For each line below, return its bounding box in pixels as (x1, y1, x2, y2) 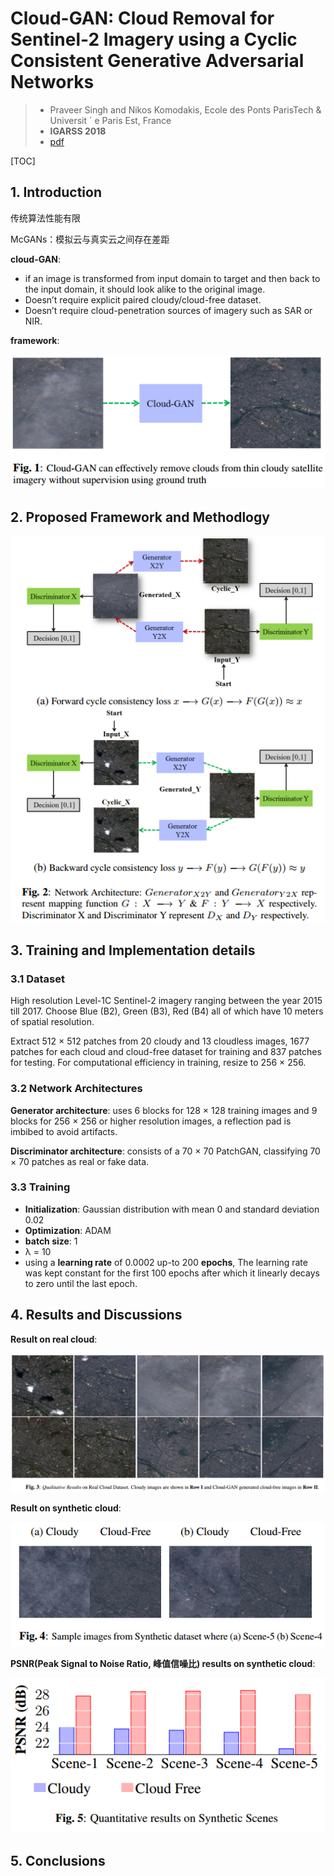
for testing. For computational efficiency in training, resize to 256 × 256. (10, 1057, 307, 1069)
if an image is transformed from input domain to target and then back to (24, 272, 321, 284)
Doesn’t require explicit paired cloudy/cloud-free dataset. (24, 293, 262, 306)
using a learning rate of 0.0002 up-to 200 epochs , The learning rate (24, 1256, 308, 1268)
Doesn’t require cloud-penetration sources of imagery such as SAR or (24, 304, 313, 316)
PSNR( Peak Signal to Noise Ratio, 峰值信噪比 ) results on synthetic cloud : (10, 1658, 316, 1670)
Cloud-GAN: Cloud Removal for (10, 7, 275, 30)
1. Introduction (10, 184, 102, 201)
